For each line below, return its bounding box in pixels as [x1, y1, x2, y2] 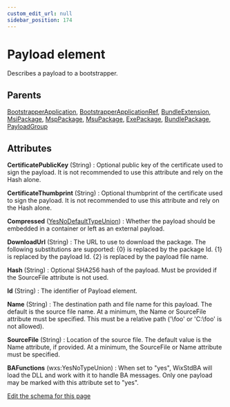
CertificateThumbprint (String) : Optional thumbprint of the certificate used [7, 189, 223, 197]
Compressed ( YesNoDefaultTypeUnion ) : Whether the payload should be [7, 217, 215, 226]
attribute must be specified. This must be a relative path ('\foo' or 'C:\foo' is [7, 315, 222, 323]
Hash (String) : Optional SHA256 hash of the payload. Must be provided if [7, 266, 218, 274]
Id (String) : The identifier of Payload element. [7, 287, 138, 295]
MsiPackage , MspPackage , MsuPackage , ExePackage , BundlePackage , [7, 115, 211, 123]
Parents [7, 89, 41, 101]
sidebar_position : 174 [7, 17, 73, 24]
